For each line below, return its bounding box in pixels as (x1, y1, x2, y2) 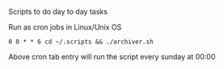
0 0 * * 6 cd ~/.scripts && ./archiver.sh (8, 38, 154, 46)
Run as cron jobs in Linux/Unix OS (8, 22, 122, 31)
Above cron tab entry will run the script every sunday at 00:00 (8, 52, 216, 61)
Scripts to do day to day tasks (8, 7, 108, 16)
